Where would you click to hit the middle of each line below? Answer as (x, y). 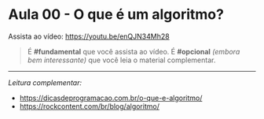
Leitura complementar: (45, 82)
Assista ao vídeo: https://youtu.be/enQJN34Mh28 (89, 36)
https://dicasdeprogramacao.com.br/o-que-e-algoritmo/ (111, 98)
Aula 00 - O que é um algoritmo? (116, 15)
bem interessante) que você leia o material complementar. (121, 60)
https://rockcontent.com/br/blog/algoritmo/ (89, 106)
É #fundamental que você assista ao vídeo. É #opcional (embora (134, 51)
